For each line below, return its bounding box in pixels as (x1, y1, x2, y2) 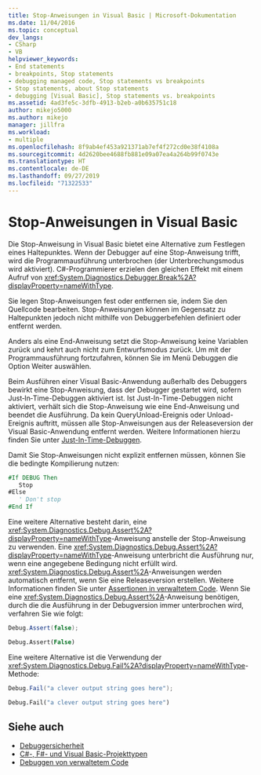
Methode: (8, 669, 39, 678)
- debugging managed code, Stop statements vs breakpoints (8, 77, 205, 85)
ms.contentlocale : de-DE (8, 165, 89, 173)
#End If (8, 503, 34, 511)
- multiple (8, 135, 44, 144)
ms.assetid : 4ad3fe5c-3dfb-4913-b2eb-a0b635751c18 (8, 99, 177, 107)
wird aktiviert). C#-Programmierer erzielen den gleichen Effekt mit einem (8, 264, 243, 273)
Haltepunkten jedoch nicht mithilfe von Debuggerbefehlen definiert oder (8, 313, 241, 322)
